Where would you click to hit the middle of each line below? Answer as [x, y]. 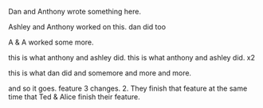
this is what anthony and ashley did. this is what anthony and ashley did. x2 [132, 58]
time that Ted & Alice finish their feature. [75, 97]
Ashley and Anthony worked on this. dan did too [87, 27]
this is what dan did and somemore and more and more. [100, 73]
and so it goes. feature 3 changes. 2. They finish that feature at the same [128, 88]
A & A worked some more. [51, 42]
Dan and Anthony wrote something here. [75, 12]
